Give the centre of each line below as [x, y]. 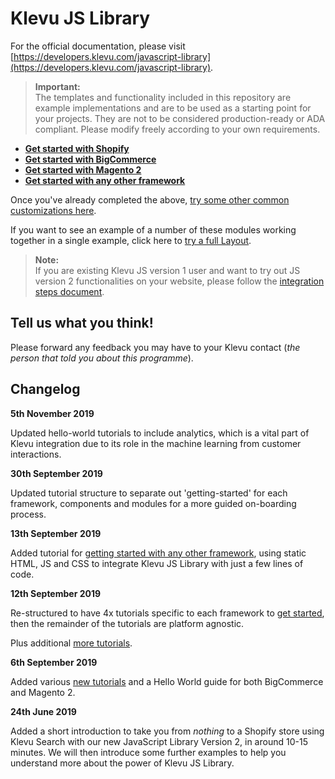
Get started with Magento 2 [83, 169]
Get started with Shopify [77, 148]
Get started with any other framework [105, 180]
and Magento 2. [43, 692]
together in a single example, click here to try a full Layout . [131, 240]
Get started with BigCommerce [90, 159]
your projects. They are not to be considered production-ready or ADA [180, 118]
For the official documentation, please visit [98, 46]
